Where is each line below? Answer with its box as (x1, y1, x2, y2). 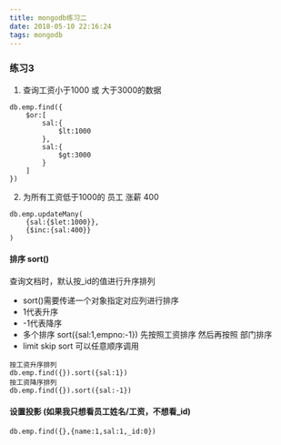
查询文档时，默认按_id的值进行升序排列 (9, 275, 156, 287)
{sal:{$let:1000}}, (25, 217, 100, 227)
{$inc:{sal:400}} (25, 225, 92, 235)
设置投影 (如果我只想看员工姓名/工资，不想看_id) (9, 406, 191, 417)
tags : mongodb (9, 30, 64, 39)
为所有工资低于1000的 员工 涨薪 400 (22, 191, 159, 202)
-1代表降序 (22, 318, 62, 329)
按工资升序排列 (9, 360, 57, 369)
